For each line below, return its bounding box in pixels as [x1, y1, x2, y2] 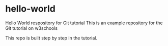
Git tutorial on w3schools [5, 25, 58, 31]
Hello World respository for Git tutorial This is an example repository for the [5, 20, 163, 26]
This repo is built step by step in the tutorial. [5, 35, 98, 41]
